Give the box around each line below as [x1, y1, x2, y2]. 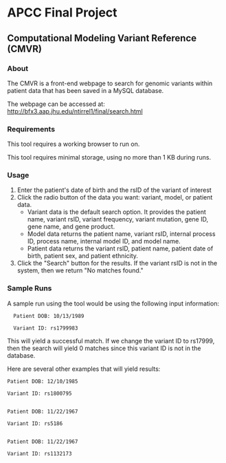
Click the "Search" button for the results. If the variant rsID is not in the [16, 259, 218, 268]
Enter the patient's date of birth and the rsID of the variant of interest [16, 186, 212, 194]
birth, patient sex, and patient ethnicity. [27, 252, 139, 260]
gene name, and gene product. [27, 222, 115, 231]
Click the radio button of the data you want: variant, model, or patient [16, 193, 213, 202]
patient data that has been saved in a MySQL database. [7, 86, 164, 94]
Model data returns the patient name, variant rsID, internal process [27, 230, 216, 238]
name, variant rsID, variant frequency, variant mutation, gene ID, [27, 215, 209, 224]
